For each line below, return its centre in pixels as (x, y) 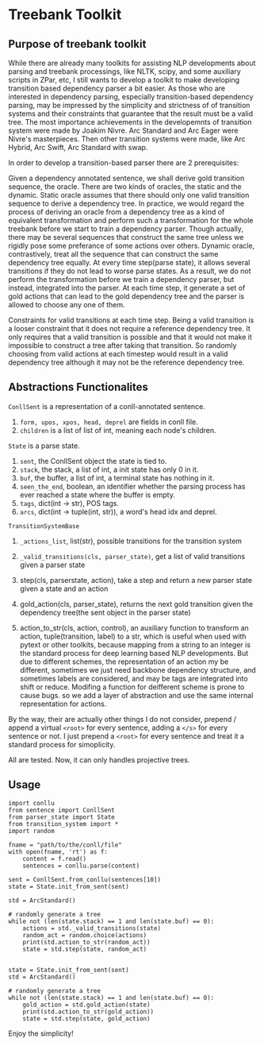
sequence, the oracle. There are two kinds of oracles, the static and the (125, 187)
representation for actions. (63, 704)
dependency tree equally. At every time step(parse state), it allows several (129, 262)
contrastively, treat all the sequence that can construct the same (113, 254)
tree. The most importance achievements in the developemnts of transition (130, 122)
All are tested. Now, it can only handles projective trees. (99, 759)
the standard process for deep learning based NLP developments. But (134, 653)
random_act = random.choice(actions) (85, 935)
